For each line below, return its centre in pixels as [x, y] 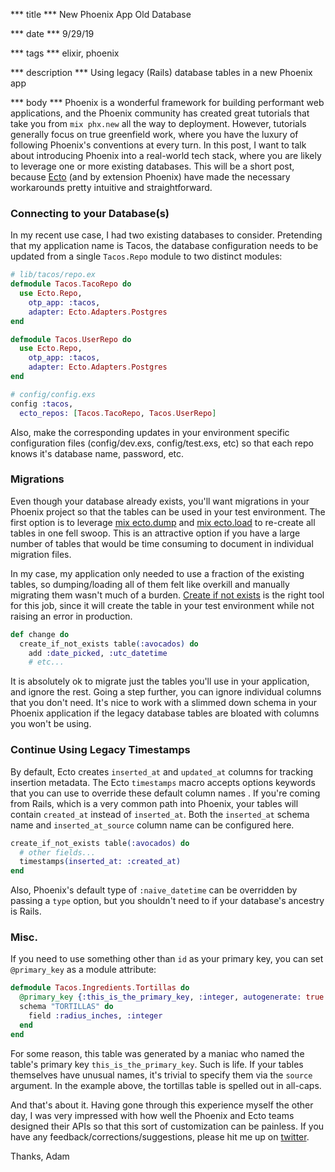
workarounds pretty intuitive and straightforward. [111, 187]
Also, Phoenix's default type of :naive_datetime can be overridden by [154, 890]
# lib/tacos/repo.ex [53, 275]
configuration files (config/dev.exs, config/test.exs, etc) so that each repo [162, 443]
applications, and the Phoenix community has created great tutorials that [160, 113]
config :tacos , [42, 404]
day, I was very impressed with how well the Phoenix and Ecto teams [152, 1115]
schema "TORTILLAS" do [66, 1007]
